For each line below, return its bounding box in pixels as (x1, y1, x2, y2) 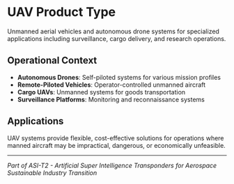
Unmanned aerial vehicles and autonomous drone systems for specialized (7, 27, 219, 35)
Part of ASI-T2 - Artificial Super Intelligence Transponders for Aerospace (7, 161, 217, 169)
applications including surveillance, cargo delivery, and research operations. (7, 34, 226, 42)
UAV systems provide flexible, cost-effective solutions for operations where (7, 133, 224, 142)
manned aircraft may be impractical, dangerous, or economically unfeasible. (7, 141, 226, 149)
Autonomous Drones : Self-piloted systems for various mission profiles (17, 73, 221, 81)
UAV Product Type (7, 4, 116, 20)
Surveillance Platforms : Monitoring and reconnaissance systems (17, 95, 205, 103)
